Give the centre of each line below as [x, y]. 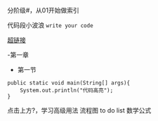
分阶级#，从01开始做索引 [43, 10]
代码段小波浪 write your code [50, 25]
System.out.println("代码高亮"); [67, 90]
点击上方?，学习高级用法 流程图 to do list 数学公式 [79, 110]
